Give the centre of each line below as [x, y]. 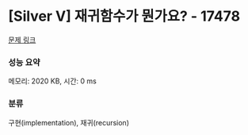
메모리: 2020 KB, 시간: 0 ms [52, 81]
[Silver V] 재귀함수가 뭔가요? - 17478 [124, 16]
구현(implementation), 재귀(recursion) [69, 122]
